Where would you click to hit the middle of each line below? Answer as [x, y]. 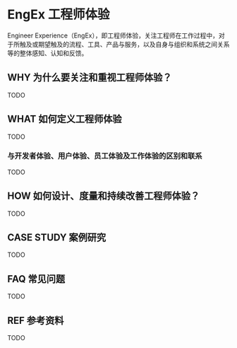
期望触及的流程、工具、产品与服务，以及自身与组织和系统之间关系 [134, 44]
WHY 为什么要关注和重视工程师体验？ [90, 77]
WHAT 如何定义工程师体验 [65, 119]
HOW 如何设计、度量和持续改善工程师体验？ [104, 196]
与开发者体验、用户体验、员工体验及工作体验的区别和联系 [105, 156]
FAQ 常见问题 [36, 279]
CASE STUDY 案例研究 [57, 238]
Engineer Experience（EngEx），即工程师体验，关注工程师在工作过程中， [113, 35]
